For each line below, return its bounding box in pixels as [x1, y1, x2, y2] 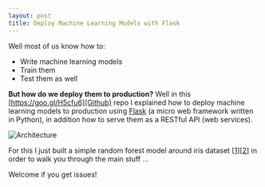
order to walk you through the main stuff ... [8, 153, 149, 164]
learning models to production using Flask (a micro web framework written [8, 105, 254, 116]
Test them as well [19, 74, 78, 83]
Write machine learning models [19, 57, 123, 66]
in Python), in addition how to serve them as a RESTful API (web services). [8, 114, 253, 124]
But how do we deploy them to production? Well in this [8, 89, 192, 98]
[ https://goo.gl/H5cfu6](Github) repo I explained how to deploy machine [8, 97, 245, 107]
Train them [19, 65, 56, 74]
